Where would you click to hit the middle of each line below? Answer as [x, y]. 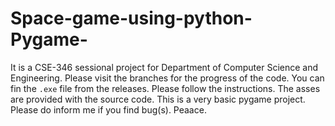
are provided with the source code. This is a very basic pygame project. [158, 99]
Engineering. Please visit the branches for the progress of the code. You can [167, 78]
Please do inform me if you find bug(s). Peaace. [108, 109]
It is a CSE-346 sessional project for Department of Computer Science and [164, 67]
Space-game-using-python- [131, 18]
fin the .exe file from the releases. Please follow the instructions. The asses [165, 88]
